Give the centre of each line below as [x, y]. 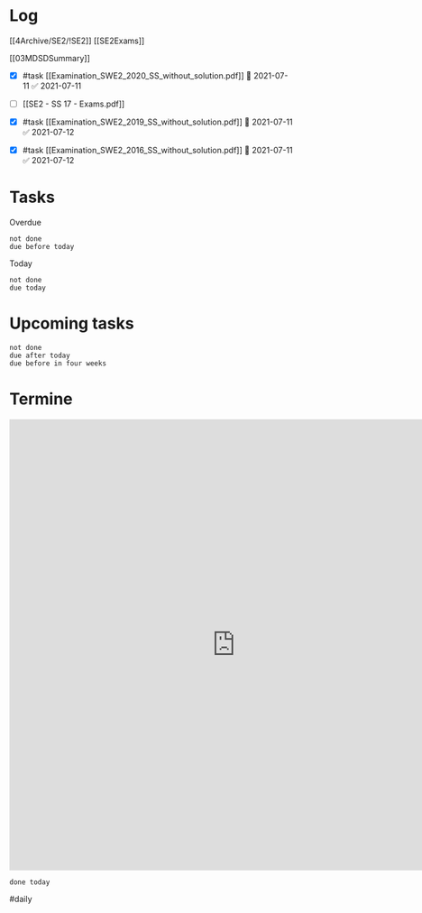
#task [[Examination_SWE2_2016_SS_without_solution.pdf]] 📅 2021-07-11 [157, 151]
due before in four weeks [58, 364]
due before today [42, 247]
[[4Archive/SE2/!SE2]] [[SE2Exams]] [77, 41]
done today [30, 882]
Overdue [26, 223]
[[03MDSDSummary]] [50, 58]
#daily [21, 899]
